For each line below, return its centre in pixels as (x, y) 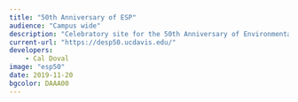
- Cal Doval (47, 59)
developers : (31, 51)
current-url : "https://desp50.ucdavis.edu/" (93, 42)
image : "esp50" (37, 67)
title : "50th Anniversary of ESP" (73, 17)
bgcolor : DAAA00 (39, 83)
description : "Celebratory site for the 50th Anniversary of (125, 34)
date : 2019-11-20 (41, 75)
